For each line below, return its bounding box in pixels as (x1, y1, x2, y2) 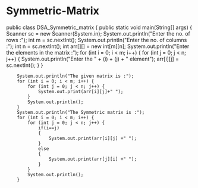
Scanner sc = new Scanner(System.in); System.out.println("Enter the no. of (6, 30, 190, 37)
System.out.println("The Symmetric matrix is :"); (17, 109, 145, 115)
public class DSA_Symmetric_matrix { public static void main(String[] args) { (6, 24, 192, 31)
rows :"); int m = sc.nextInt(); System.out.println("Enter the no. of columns (6, 36, 187, 43)
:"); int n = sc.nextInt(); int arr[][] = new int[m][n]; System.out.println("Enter (6, 43, 190, 50)
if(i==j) (37, 125, 60, 131)
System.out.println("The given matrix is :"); (17, 73, 134, 79)
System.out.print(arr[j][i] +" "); (48, 156, 137, 162)
